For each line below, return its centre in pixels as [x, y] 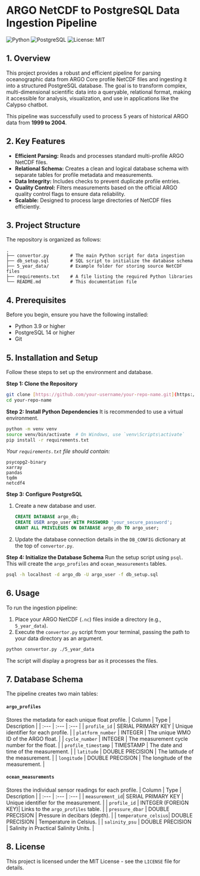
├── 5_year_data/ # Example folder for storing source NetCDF [94, 267]
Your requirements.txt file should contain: [58, 451]
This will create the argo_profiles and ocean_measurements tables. [86, 563]
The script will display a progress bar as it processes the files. [82, 660]
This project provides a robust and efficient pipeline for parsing [84, 73]
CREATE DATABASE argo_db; [47, 517]
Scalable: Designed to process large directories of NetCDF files [93, 200]
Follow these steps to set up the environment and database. [79, 372]
